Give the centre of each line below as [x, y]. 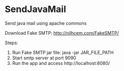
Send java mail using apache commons [46, 23]
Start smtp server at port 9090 [44, 58]
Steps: [11, 43]
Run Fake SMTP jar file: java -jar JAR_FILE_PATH [63, 52]
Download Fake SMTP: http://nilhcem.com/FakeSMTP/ [62, 33]
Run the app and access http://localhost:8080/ [61, 63]
